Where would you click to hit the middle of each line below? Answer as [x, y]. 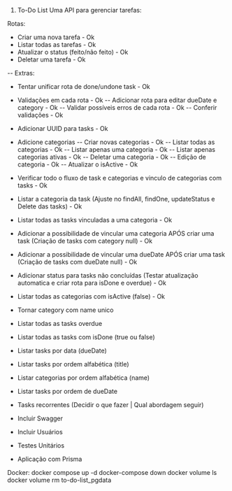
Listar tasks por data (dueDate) [62, 350]
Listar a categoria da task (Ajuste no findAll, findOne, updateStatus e [116, 199]
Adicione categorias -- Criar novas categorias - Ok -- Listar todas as [116, 142]
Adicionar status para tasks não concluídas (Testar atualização [108, 275]
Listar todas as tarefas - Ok [57, 44]
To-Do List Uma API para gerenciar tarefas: [79, 10]
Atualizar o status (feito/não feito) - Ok [73, 52]
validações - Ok [40, 115]
